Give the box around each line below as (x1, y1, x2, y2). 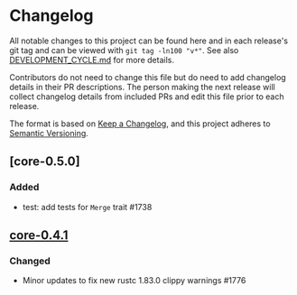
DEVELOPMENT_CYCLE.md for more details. (9, 54, 174, 65)
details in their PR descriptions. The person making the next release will (9, 81, 275, 92)
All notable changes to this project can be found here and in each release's (9, 35, 289, 46)
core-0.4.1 (9, 227, 69, 244)
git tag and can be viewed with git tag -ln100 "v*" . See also (9, 44, 239, 55)
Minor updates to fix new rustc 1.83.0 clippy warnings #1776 (22, 275, 246, 286)
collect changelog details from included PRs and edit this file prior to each (9, 91, 284, 102)
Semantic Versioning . (9, 127, 88, 138)
